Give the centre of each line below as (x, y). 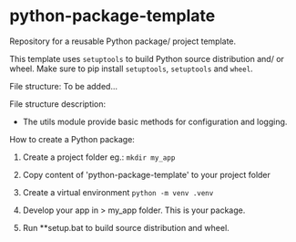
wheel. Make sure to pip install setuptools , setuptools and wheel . (131, 68)
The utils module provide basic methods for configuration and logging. (155, 121)
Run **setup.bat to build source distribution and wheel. (126, 227)
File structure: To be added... (64, 86)
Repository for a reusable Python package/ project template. (123, 41)
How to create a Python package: (72, 139)
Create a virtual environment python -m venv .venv (118, 192)
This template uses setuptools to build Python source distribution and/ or (147, 58)
